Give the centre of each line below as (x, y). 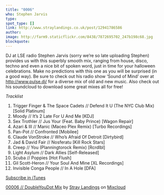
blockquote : (18, 42)
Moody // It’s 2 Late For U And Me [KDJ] (53, 116)
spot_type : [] (20, 23)
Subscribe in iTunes (26, 177)
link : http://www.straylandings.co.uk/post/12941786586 (64, 28)
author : (14, 32)
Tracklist (14, 96)
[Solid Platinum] (29, 111)
